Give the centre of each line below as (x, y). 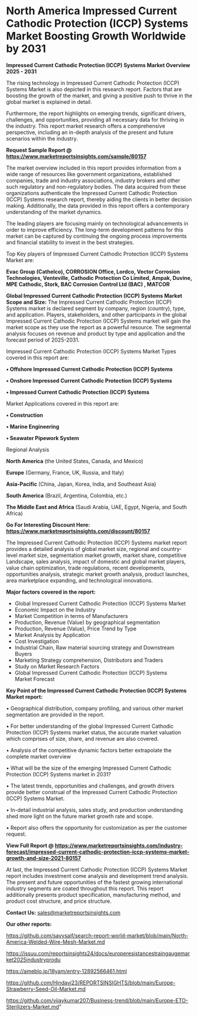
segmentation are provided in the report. (55, 714)
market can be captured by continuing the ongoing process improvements (97, 236)
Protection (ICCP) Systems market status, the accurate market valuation (94, 732)
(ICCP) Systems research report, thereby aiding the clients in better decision (99, 199)
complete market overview (38, 756)
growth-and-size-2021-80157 (44, 858)
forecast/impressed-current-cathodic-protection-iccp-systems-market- (98, 852)
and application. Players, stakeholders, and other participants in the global (97, 314)
